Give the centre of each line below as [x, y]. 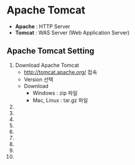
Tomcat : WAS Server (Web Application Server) [72, 32]
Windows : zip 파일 [55, 93]
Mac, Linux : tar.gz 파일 [60, 100]
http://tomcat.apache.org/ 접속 [60, 72]
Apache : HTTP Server [43, 26]
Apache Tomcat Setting [51, 51]
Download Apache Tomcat [47, 65]
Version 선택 [39, 79]
